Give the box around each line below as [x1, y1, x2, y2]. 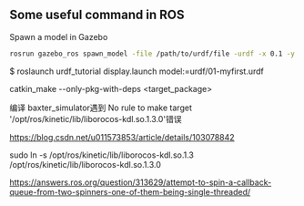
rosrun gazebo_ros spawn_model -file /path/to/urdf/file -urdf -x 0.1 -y [9, 49, 296, 58]
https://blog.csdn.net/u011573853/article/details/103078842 [9, 131, 235, 142]
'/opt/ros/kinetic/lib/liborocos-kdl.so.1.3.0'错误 [9, 113, 182, 124]
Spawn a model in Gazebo [9, 31, 108, 42]
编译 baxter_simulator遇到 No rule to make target [9, 102, 193, 113]
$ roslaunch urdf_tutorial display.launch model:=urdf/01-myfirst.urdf [9, 66, 264, 77]
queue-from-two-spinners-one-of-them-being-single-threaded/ [9, 186, 251, 197]
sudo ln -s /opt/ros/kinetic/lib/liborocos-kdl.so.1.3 [9, 149, 194, 160]
